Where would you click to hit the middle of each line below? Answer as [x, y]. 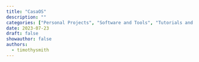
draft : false [22, 34]
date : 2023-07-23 [28, 28]
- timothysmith [30, 50]
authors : [17, 45]
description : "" [26, 17]
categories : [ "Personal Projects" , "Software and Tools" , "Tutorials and [100, 22]
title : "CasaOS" [26, 12]
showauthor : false [29, 39]
